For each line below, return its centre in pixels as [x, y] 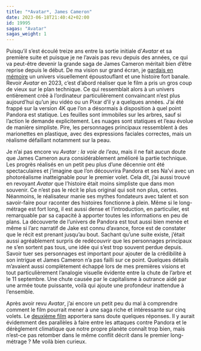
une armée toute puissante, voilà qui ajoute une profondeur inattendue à [95, 286]
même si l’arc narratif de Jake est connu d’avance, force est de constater [96, 228]
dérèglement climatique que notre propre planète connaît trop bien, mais [96, 329]
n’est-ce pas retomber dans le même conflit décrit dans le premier [88, 335]
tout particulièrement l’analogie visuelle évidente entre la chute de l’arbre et [99, 273]
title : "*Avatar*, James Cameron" [49, 12]
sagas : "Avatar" [26, 28]
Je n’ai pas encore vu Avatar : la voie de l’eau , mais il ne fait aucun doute [96, 152]
